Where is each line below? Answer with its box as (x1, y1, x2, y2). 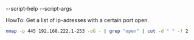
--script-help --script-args (5, 5, 72, 12)
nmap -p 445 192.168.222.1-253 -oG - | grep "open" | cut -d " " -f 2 (5, 28, 189, 34)
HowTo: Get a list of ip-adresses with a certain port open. (5, 17, 150, 23)
